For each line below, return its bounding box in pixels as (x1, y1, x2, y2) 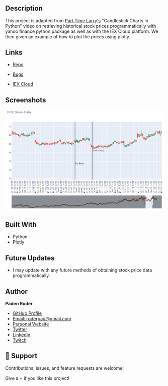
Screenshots (5, 95, 46, 104)
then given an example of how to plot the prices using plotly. (5, 33, 131, 39)
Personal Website (12, 321, 49, 327)
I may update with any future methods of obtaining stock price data (12, 267, 152, 273)
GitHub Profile (12, 310, 42, 316)
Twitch (12, 337, 27, 343)
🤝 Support (5, 352, 38, 360)
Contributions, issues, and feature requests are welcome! (5, 365, 124, 371)
